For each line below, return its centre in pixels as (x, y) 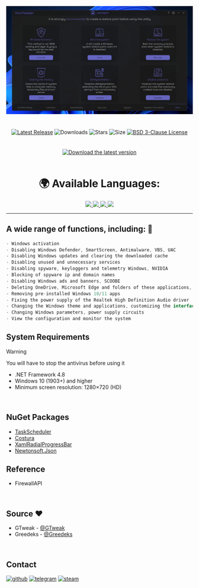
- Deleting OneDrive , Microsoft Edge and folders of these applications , (99, 287)
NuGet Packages (38, 417)
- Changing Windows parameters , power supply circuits (75, 312)
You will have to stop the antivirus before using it (65, 363)
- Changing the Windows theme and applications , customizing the (88, 306)
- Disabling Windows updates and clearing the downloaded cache (87, 256)
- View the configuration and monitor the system (69, 319)
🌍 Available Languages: (99, 184)
